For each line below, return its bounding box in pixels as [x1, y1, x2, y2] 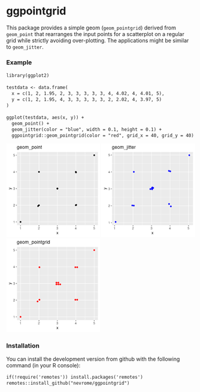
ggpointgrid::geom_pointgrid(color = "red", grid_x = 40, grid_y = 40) [11, 133, 195, 139]
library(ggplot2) [6, 73, 50, 79]
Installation [6, 342, 40, 350]
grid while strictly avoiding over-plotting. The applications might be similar [6, 37, 189, 44]
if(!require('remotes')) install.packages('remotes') [6, 374, 144, 380]
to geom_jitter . [6, 43, 44, 50]
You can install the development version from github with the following [6, 355, 180, 363]
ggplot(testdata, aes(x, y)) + [6, 115, 84, 121]
